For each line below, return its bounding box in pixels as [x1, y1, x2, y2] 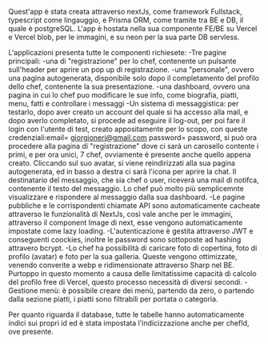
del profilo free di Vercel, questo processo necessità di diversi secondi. [8, 278, 242, 286]
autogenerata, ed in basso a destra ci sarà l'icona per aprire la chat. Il [8, 167, 237, 176]
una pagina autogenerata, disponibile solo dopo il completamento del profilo [8, 74, 260, 82]
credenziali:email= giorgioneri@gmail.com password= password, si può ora [8, 133, 258, 142]
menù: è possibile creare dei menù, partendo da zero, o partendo [39, 286, 254, 295]
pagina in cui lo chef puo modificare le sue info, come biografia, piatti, [8, 90, 239, 99]
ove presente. [8, 327, 54, 336]
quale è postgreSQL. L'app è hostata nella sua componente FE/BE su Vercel [8, 24, 258, 33]
